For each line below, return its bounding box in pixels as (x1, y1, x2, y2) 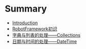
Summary (5, 3, 47, 15)
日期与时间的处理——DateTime (12, 38, 77, 44)
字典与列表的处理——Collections (12, 32, 81, 38)
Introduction (12, 20, 38, 26)
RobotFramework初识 (12, 26, 58, 32)
